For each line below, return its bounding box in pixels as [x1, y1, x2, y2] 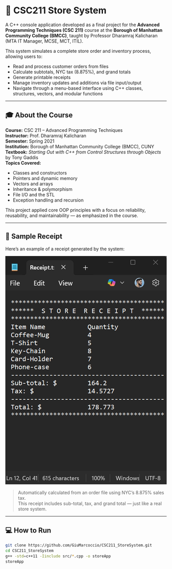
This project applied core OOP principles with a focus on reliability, [5, 207, 146, 213]
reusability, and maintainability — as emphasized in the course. [5, 212, 138, 219]
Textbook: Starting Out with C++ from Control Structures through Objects [5, 149, 161, 155]
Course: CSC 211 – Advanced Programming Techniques [5, 127, 123, 133]
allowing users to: [5, 53, 42, 60]
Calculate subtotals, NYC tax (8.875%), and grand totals [12, 69, 131, 75]
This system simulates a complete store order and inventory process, [5, 48, 152, 54]
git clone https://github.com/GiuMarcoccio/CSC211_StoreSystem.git [5, 543, 153, 548]
